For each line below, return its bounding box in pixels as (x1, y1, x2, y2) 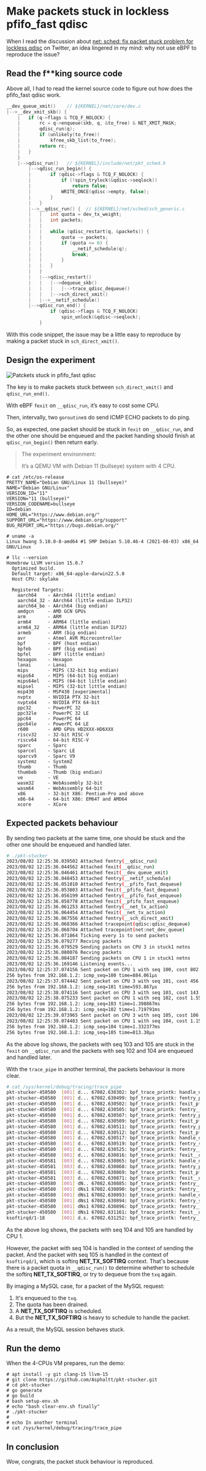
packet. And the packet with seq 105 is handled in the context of (6, 1251, 169, 1258)
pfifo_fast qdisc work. (6, 91, 61, 99)
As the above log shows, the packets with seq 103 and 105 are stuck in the (6, 1041, 194, 1048)
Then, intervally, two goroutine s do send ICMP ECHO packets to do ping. (6, 413, 191, 421)
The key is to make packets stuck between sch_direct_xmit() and (6, 383, 174, 391)
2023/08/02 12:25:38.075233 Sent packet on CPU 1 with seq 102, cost (6, 995, 188, 1001)
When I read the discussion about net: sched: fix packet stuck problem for (6, 37, 194, 45)
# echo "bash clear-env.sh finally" (6, 1404, 100, 1410)
